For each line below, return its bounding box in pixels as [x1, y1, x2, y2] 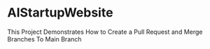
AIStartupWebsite [7, 5, 113, 21]
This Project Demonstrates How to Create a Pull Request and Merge [7, 28, 203, 36]
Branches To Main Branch [7, 35, 82, 43]
